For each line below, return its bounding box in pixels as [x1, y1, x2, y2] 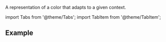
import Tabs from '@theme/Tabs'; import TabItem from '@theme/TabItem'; [5, 14, 161, 20]
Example [5, 29, 34, 37]
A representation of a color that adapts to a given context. [5, 5, 126, 10]
